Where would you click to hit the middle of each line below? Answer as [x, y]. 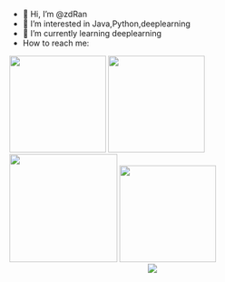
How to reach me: [56, 43]
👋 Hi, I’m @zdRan [55, 14]
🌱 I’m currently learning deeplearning [92, 33]
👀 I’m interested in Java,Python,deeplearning [106, 24]
